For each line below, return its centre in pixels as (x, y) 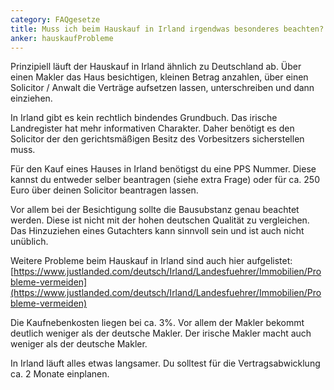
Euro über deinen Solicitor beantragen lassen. (104, 190)
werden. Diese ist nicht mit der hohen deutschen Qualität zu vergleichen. (160, 220)
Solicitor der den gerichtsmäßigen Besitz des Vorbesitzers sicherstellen (157, 139)
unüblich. (29, 242)
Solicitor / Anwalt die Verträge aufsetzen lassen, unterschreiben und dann (162, 88)
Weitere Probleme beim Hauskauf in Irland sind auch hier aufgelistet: (151, 261)
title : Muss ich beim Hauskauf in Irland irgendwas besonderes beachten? (167, 29)
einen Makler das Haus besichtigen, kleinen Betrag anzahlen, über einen (159, 77)
